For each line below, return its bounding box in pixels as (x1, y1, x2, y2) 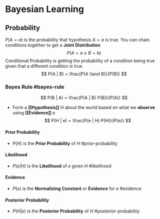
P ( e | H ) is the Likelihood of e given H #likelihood (12, 163, 111, 169)
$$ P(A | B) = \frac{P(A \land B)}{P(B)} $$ (41, 71, 127, 77)
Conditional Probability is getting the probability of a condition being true (5, 58, 155, 64)
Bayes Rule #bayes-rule (5, 83, 64, 90)
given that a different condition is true (5, 63, 82, 69)
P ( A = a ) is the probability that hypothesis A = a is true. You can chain (5, 37, 150, 43)
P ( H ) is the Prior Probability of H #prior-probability (12, 140, 118, 146)
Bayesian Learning (5, 4, 84, 15)
